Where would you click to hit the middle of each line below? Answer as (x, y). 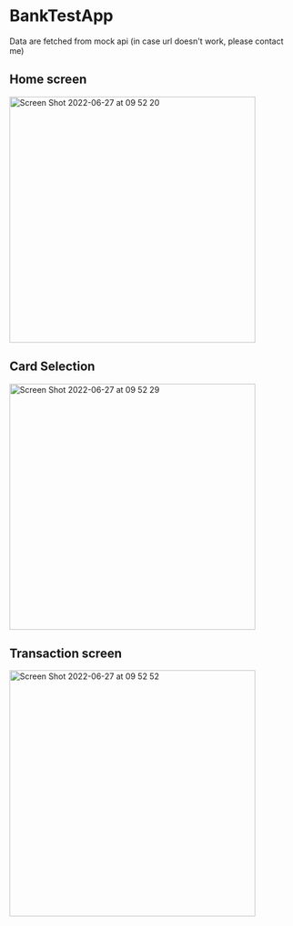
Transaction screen (66, 653)
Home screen (48, 80)
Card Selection (52, 367)
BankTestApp (61, 16)
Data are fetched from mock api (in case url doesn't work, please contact (146, 41)
